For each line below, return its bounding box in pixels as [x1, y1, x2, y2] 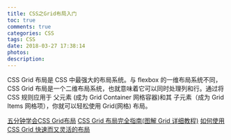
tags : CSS [7, 36, 36, 43]
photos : [7, 49, 30, 56]
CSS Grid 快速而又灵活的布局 [7, 125, 90, 133]
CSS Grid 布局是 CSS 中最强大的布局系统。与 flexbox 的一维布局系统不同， [7, 75, 222, 84]
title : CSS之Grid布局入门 [7, 10, 77, 17]
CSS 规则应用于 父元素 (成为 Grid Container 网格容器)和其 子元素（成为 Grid [7, 93, 225, 101]
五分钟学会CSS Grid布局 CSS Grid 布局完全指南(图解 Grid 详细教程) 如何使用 [7, 116, 225, 125]
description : [7, 56, 45, 63]
